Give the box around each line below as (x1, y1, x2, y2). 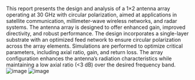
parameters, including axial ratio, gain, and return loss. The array (6, 49, 163, 55)
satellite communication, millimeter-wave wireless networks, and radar (6, 18, 178, 24)
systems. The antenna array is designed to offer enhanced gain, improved (6, 24, 186, 31)
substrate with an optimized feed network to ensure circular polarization (6, 36, 181, 43)
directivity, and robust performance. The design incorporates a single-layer (6, 30, 189, 37)
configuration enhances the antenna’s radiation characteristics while (6, 55, 172, 62)
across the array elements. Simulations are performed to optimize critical (6, 42, 183, 49)
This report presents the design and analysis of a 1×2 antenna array (6, 5, 170, 12)
